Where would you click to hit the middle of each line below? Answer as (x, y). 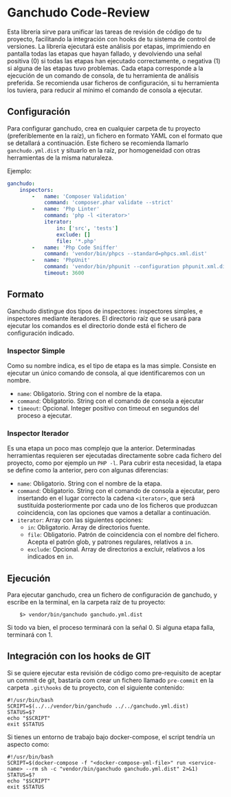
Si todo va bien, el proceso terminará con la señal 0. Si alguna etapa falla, (111, 628)
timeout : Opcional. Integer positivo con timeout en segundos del (108, 408)
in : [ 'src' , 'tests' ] (87, 228)
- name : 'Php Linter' (66, 209)
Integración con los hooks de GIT (79, 656)
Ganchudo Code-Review (78, 13)
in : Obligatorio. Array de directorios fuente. (89, 527)
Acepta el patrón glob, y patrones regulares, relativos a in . (110, 542)
